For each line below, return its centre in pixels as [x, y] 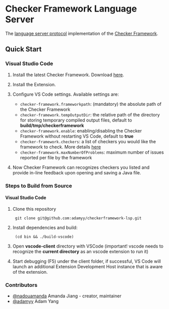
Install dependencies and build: [45, 227]
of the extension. [30, 272]
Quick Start [23, 49]
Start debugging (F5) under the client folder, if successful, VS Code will [87, 261]
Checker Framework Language [71, 9]
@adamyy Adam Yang [36, 301]
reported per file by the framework [56, 157]
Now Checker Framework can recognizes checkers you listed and [81, 167]
